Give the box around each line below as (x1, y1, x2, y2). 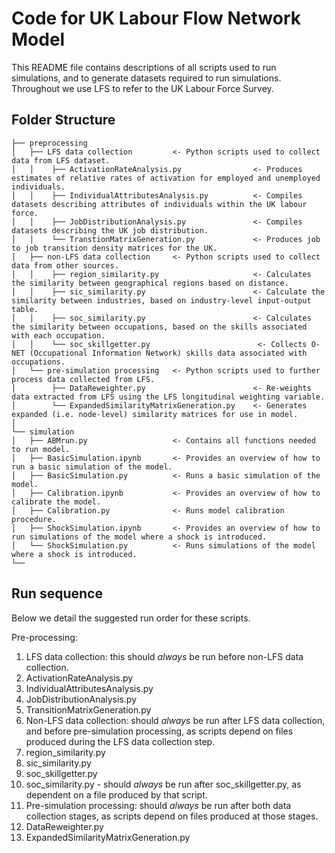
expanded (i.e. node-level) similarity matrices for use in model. (11, 409, 299, 419)
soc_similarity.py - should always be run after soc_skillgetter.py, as (25, 778, 302, 790)
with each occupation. (11, 330, 106, 341)
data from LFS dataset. (11, 155, 111, 166)
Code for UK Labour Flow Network (11, 7, 301, 30)
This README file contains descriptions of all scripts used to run (11, 61, 277, 73)
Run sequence (11, 585, 103, 602)
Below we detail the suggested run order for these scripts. (11, 612, 251, 624)
